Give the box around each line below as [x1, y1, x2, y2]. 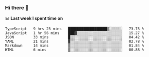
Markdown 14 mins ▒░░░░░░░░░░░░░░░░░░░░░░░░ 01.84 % [5, 43, 145, 48]
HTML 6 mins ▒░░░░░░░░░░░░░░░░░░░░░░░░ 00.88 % [5, 47, 145, 52]
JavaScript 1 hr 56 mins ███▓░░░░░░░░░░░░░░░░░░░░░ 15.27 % [5, 31, 145, 35]
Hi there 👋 [5, 4, 29, 11]
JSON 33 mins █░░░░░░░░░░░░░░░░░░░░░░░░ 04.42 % [5, 35, 145, 40]
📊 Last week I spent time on [5, 15, 63, 21]
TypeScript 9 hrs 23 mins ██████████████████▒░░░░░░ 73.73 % [5, 26, 145, 32]
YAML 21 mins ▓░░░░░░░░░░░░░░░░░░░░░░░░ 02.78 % [5, 39, 145, 44]
